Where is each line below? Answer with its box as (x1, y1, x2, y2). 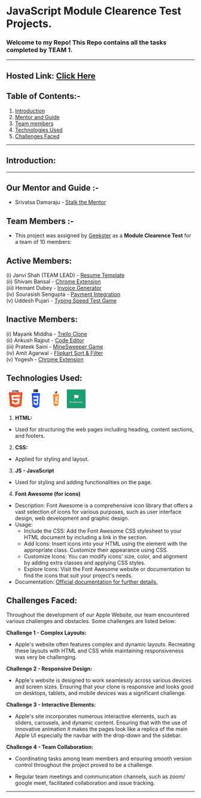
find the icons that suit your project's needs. (23, 572, 133, 579)
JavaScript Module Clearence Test (6, 4, 181, 18)
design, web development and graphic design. (14, 514, 130, 522)
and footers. (14, 432, 45, 439)
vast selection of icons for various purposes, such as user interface (14, 508, 181, 515)
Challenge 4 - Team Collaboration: (6, 743, 94, 751)
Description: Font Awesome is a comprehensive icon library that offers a (14, 501, 193, 509)
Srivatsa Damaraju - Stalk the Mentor (14, 199, 106, 206)
